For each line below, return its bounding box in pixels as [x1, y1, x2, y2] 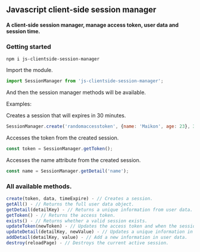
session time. [6, 27, 40, 35]
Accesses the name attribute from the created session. [6, 156, 141, 163]
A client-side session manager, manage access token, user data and [6, 21, 179, 29]
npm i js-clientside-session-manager [6, 56, 100, 62]
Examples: [6, 101, 32, 108]
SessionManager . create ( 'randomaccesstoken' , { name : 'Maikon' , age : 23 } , [6, 123, 190, 130]
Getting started [6, 42, 52, 51]
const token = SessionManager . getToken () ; [6, 146, 113, 152]
